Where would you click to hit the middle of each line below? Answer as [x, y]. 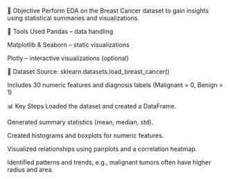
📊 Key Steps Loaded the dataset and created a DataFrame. [92, 106]
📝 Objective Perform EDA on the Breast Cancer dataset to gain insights [108, 11]
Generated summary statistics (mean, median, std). [80, 122]
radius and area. [30, 170]
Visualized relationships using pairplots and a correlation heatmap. [102, 149]
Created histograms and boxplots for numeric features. [86, 135]
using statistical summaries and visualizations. [73, 18]
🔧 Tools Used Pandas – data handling [60, 31]
